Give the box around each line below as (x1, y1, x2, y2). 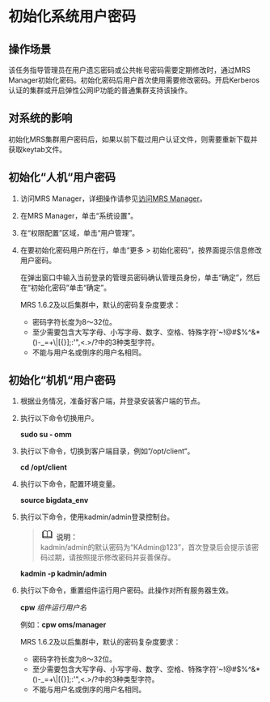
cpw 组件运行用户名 (19, 602, 87, 612)
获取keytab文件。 (8, 144, 67, 154)
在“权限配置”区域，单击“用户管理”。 (19, 228, 140, 237)
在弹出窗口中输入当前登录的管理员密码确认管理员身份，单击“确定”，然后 (19, 272, 261, 282)
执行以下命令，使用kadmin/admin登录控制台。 (19, 512, 175, 522)
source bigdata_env (19, 496, 89, 505)
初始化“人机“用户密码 (8, 171, 116, 185)
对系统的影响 (8, 111, 73, 126)
